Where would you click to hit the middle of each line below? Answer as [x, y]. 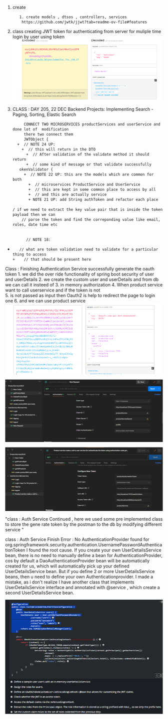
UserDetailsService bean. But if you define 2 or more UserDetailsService [80, 571]
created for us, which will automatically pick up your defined [67, 566]
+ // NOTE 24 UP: [36, 144]
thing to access [29, 254]
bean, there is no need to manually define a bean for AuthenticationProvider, [84, 555]
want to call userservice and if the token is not [53, 290]
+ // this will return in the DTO [59, 149]
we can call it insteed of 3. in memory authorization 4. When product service [84, 284]
